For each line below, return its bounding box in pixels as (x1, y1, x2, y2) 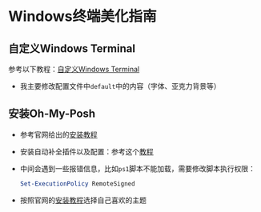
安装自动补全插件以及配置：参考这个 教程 (19, 146, 154, 156)
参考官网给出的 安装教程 (19, 130, 98, 139)
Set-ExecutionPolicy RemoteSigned (19, 179, 135, 188)
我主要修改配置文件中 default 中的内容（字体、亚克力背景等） (19, 82, 221, 90)
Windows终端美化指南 (8, 7, 157, 26)
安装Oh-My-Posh (8, 107, 96, 121)
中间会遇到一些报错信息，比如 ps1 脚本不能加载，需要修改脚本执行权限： (19, 163, 256, 173)
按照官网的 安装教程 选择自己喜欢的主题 (19, 195, 147, 205)
